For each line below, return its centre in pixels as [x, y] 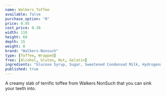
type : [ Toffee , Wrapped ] [31, 55]
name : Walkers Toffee [27, 10]
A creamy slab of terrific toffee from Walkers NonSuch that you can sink [78, 83]
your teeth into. [21, 88]
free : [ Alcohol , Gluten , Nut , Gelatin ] [46, 60]
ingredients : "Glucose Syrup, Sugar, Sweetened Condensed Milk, [73, 64]
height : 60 [16, 37]
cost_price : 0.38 [23, 28]
